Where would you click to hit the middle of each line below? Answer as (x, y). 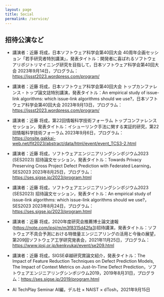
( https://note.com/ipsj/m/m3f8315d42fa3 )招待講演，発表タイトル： (80, 228)
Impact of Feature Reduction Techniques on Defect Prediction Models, (83, 261)
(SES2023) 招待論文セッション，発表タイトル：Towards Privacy (77, 160)
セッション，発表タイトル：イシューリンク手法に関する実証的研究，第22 (85, 127)
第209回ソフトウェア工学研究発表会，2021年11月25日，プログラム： (81, 240)
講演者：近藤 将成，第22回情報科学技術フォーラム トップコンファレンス (84, 121)
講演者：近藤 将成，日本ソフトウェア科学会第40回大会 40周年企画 (79, 52)
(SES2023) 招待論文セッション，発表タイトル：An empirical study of (82, 194)
